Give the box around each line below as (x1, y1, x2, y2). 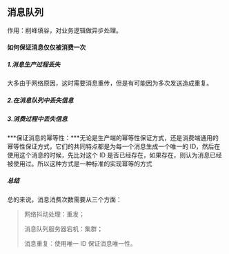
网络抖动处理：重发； (23, 210, 85, 218)
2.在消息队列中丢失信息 (7, 96, 74, 104)
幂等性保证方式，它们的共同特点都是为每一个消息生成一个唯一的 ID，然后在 (7, 142, 221, 150)
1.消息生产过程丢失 (7, 61, 61, 68)
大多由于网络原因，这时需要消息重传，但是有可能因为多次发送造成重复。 (7, 79, 212, 88)
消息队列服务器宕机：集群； (23, 224, 103, 233)
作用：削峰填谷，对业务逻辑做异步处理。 (7, 26, 122, 35)
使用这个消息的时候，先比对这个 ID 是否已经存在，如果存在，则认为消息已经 (7, 150, 222, 159)
